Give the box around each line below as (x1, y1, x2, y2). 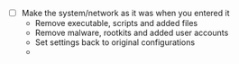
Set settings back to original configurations (34, 37, 196, 48)
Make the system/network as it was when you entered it (21, 8, 230, 18)
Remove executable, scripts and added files (34, 18, 198, 29)
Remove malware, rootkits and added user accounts (34, 27, 229, 39)
